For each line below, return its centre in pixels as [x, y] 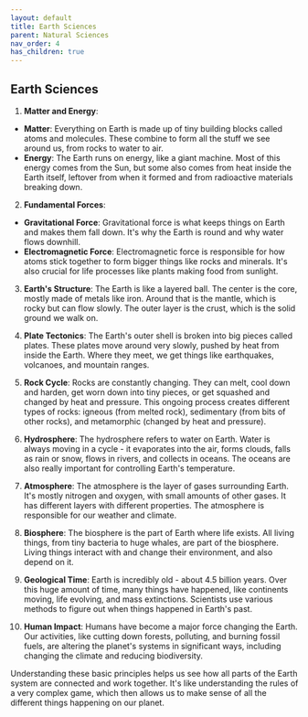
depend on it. [48, 562]
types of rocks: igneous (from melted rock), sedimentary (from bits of [154, 412]
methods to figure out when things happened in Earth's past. [138, 608]
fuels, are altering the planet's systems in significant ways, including [152, 646]
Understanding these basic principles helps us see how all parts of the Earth [154, 673]
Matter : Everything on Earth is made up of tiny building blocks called [153, 128]
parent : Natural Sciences [59, 35]
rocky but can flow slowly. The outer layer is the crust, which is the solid [159, 308]
